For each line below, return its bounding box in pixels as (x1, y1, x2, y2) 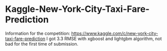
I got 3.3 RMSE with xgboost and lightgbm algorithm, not (46, 36, 162, 42)
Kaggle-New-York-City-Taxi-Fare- (5, 3, 150, 15)
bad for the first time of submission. (5, 41, 79, 47)
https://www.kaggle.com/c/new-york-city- (71, 30, 158, 36)
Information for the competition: (5, 30, 71, 36)
